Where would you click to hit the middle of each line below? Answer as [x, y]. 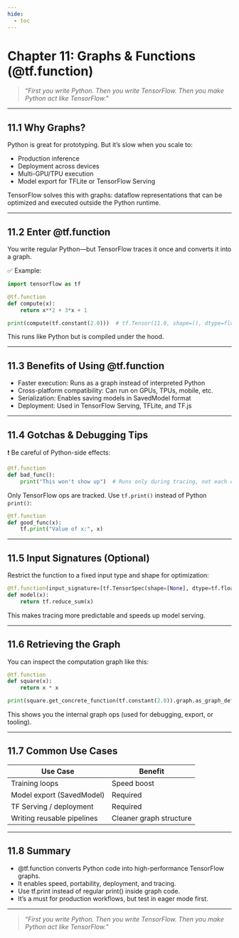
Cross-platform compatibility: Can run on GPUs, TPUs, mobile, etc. [115, 390]
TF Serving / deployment [52, 806]
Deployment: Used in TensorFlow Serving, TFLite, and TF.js [105, 406]
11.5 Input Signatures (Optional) [79, 558]
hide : [15, 14]
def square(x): [30, 681]
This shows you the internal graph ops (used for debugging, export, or [110, 715]
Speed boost [133, 783]
